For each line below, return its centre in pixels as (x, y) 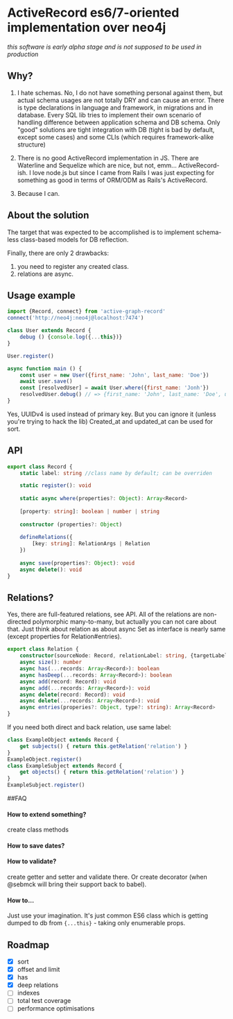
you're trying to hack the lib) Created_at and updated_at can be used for (110, 421)
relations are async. (45, 274)
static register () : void (55, 486)
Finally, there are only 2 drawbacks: (58, 253)
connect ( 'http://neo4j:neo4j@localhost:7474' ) (76, 318)
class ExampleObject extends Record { (63, 740)
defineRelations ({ (46, 537)
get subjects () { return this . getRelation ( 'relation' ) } (104, 746)
